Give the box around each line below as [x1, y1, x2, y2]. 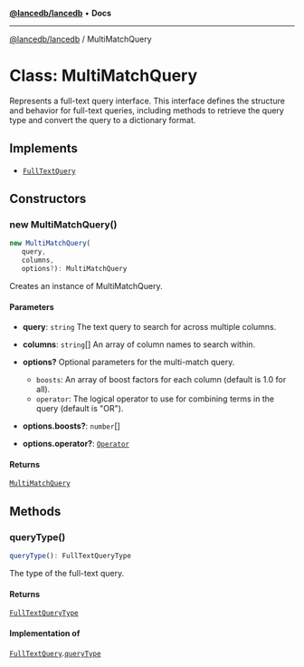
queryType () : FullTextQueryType [9, 552, 131, 561]
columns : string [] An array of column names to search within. [22, 339, 256, 350]
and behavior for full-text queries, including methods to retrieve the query [9, 104, 285, 116]
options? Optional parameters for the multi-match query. [22, 357, 235, 368]
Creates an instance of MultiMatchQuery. [9, 280, 163, 291]
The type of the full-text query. [9, 567, 125, 578]
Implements [9, 140, 79, 157]
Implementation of [9, 627, 81, 638]
